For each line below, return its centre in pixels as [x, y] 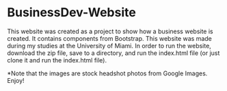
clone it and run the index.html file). [57, 60]
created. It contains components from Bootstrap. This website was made [109, 38]
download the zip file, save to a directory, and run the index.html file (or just [113, 53]
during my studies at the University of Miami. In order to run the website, [109, 45]
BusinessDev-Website [72, 13]
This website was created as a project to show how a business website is [110, 31]
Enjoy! [16, 80]
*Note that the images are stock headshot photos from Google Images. [107, 73]
